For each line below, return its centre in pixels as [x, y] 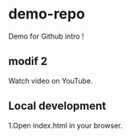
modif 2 [28, 61]
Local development [57, 106]
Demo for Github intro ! [46, 36]
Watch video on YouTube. [51, 80]
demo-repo [47, 14]
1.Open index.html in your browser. [65, 125]
